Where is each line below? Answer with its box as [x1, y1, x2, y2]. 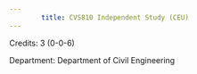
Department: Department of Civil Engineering [9, 54, 176, 65]
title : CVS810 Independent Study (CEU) [41, 12, 190, 22]
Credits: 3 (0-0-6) [9, 37, 76, 48]
